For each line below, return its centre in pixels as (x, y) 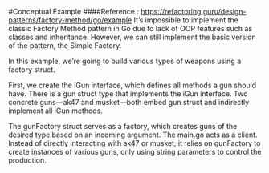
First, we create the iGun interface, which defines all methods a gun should (132, 85)
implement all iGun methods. (55, 111)
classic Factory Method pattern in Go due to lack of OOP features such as (130, 28)
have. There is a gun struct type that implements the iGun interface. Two (128, 94)
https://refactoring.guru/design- (193, 12)
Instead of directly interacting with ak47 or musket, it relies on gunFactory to (134, 143)
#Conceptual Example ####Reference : (73, 12)
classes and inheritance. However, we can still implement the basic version (132, 37)
